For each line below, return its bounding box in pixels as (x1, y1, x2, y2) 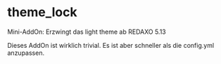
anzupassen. (7, 49, 44, 57)
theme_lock (7, 4, 77, 20)
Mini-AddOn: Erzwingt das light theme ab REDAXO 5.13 (7, 27, 167, 36)
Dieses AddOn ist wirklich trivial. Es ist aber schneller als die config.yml (7, 41, 215, 49)
